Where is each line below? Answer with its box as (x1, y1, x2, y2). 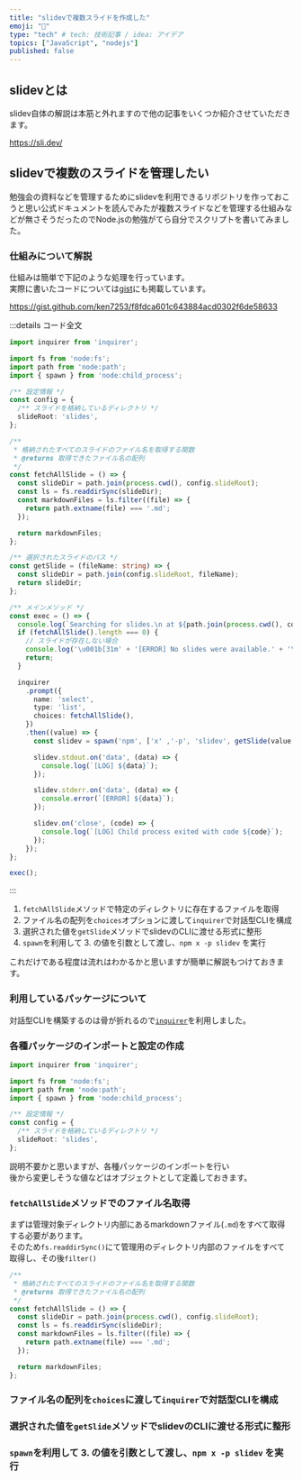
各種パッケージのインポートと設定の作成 (9, 1039, 184, 1052)
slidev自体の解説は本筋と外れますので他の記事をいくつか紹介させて (9, 107, 260, 118)
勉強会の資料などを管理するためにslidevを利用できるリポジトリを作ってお (9, 191, 283, 202)
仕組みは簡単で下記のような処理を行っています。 (9, 272, 190, 283)
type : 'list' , (32, 703, 87, 712)
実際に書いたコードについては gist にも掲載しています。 (9, 283, 211, 294)
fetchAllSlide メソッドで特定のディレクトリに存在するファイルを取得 (22, 903, 280, 915)
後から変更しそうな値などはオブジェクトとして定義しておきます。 (9, 1172, 253, 1183)
